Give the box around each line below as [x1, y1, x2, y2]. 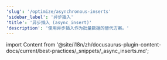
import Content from [6, 41, 56, 48]
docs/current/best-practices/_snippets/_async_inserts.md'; [6, 48, 149, 55]
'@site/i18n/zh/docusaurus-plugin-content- [56, 41, 162, 48]
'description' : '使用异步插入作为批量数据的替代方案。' [6, 25, 129, 31]
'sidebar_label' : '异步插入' [6, 14, 74, 20]
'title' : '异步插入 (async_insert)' [6, 19, 92, 25]
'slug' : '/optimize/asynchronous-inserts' [6, 8, 111, 15]
